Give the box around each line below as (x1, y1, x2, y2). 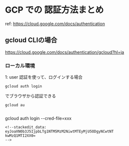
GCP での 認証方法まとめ (5, 4, 104, 16)
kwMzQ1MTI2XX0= (5, 133, 36, 138)
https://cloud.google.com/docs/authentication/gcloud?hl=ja (5, 49, 125, 55)
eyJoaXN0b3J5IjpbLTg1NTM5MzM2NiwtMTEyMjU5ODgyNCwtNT (5, 129, 114, 134)
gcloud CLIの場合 (5, 36, 57, 44)
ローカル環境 (5, 62, 35, 69)
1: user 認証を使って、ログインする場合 (5, 74, 83, 80)
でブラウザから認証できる (5, 93, 56, 99)
